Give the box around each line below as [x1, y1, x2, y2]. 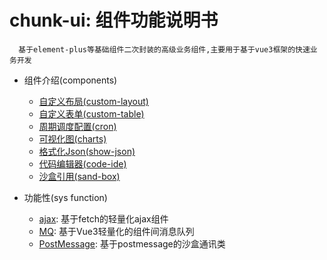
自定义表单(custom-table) [38, 107, 145, 120]
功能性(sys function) [23, 191, 108, 203]
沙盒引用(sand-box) [38, 170, 121, 182]
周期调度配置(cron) [38, 120, 117, 132]
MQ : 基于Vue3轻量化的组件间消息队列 [38, 225, 195, 237]
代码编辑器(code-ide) [38, 157, 127, 170]
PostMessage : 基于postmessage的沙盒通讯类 [38, 237, 226, 250]
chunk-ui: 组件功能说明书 [9, 9, 219, 32]
